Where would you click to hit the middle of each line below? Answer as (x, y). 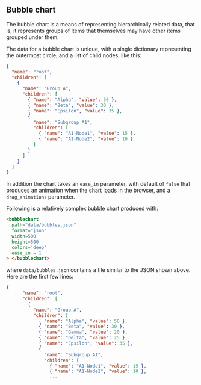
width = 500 (24, 236)
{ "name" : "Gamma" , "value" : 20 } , (83, 332)
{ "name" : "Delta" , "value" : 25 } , (83, 338)
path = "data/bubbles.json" (44, 225)
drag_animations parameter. (41, 197)
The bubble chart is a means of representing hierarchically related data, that (100, 24)
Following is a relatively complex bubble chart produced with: (82, 208)
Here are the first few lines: (40, 277)
